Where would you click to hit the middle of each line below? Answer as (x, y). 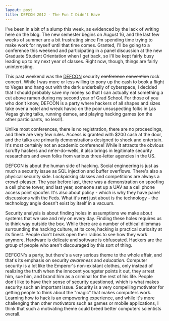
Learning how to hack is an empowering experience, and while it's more (80, 298)
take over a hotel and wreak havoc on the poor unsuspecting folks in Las (81, 109)
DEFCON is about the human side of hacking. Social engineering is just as (82, 166)
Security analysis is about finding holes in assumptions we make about (79, 213)
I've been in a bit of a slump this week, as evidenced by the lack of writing (82, 29)
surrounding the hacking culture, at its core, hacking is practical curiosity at (84, 229)
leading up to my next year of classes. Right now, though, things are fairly (81, 61)
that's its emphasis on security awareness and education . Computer (76, 260)
